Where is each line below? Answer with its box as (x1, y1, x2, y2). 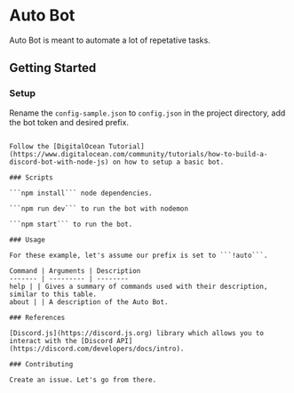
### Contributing (9, 359, 74, 369)
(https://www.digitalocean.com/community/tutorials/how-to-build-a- (9, 149, 268, 158)
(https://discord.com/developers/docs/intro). (9, 344, 185, 353)
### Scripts (9, 172, 53, 182)
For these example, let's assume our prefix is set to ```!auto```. (9, 251, 268, 260)
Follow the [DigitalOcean (9, 141, 105, 151)
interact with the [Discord (9, 336, 114, 345)
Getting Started (9, 60, 97, 76)
